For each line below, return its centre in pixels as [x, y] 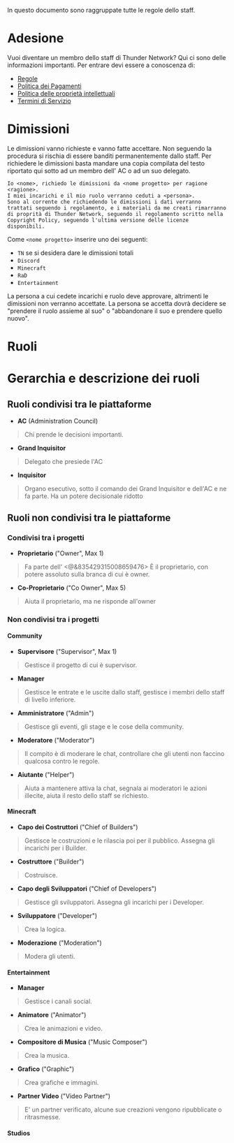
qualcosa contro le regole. [62, 761]
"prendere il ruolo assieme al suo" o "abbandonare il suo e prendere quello [115, 311]
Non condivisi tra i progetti [53, 619]
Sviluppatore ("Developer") [57, 916]
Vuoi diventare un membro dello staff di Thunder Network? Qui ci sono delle [117, 57]
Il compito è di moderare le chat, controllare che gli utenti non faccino [124, 753]
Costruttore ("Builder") [51, 861]
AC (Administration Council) [58, 421]
